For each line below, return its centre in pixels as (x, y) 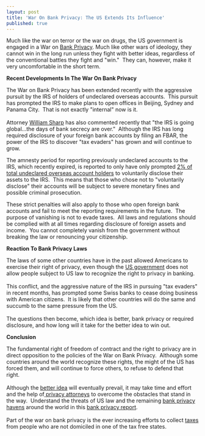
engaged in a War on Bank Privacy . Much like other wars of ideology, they (99, 47)
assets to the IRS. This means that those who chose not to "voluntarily (95, 180)
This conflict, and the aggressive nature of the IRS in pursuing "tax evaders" (102, 287)
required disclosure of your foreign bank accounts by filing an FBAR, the (97, 135)
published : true (27, 23)
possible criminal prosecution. (44, 193)
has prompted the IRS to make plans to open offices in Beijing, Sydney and (100, 103)
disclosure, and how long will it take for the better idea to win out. (88, 325)
